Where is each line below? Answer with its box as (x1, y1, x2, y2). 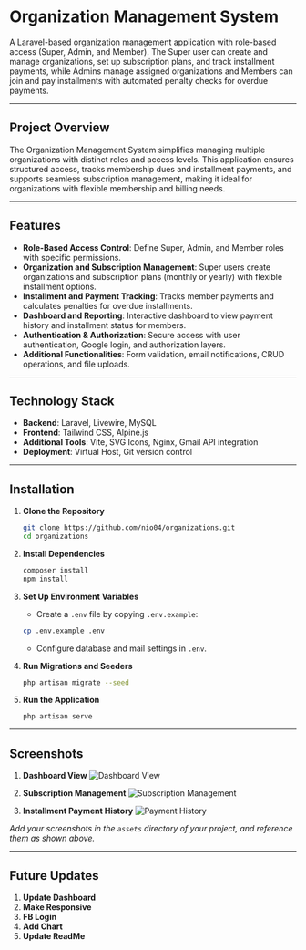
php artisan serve (22, 712, 93, 721)
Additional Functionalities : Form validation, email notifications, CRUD (22, 348, 285, 359)
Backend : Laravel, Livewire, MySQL (22, 418, 157, 429)
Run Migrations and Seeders (22, 660, 133, 671)
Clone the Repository (22, 506, 105, 517)
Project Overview (9, 120, 110, 136)
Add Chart (22, 921, 64, 932)
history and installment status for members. (22, 319, 187, 330)
